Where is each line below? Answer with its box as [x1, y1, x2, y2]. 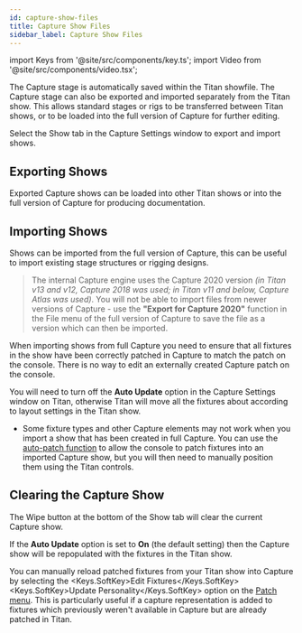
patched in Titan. [9, 613, 72, 624]
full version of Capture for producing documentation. [9, 198, 206, 209]
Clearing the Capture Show [9, 488, 165, 503]
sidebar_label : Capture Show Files [9, 30, 143, 39]
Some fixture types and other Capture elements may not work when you [22, 424, 291, 433]
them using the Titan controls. [22, 461, 134, 472]
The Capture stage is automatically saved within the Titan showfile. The [9, 82, 275, 93]
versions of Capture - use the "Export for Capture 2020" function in [31, 303, 288, 314]
